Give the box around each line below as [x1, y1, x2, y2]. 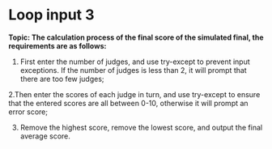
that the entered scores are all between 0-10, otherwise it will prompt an [8, 98, 249, 108]
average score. [19, 131, 71, 141]
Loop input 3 [8, 6, 95, 24]
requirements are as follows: [8, 40, 107, 50]
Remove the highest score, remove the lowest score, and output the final [19, 122, 263, 132]
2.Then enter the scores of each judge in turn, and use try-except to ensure [8, 89, 261, 99]
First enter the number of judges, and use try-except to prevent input [19, 57, 251, 66]
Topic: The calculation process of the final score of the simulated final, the [8, 32, 264, 42]
